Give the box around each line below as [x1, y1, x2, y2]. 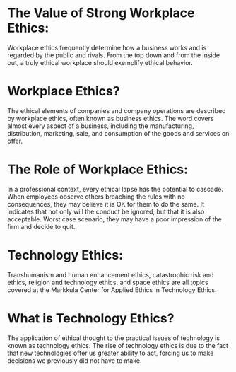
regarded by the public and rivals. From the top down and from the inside [7, 51, 220, 59]
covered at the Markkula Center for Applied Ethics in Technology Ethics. [7, 285, 217, 294]
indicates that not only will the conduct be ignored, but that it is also [7, 207, 205, 216]
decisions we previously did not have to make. [7, 356, 143, 365]
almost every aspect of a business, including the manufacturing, [7, 122, 194, 130]
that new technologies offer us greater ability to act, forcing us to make [7, 349, 214, 357]
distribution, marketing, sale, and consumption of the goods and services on [7, 129, 230, 137]
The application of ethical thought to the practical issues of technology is [7, 334, 220, 342]
